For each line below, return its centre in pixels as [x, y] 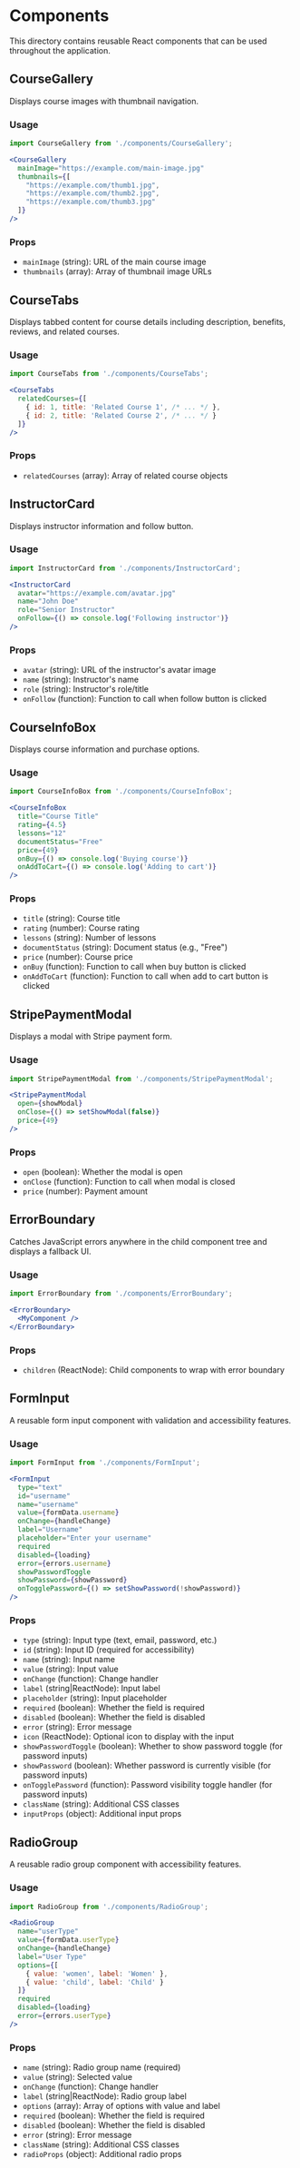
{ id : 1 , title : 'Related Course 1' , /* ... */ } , [123, 407]
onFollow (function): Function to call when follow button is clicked [145, 699]
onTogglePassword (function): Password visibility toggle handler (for [147, 1785]
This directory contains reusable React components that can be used [138, 41]
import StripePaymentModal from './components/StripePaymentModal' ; [141, 1079]
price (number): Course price [77, 957]
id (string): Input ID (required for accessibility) [108, 1650]
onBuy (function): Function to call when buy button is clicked [134, 967]
